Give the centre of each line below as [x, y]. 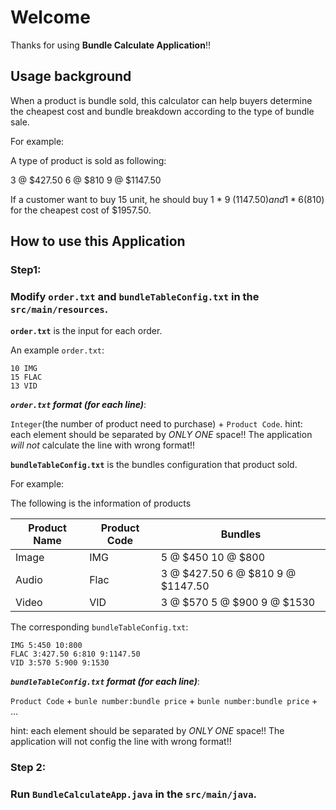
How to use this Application [98, 241]
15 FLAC [26, 377]
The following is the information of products [101, 503]
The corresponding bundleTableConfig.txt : [99, 627]
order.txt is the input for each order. [86, 331]
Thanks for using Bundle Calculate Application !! [110, 45]
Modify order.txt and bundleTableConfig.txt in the [135, 296]
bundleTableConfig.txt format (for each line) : [105, 682]
